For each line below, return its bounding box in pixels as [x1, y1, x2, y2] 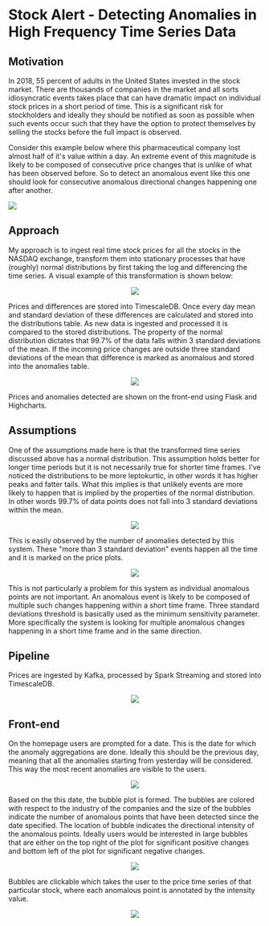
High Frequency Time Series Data [8, 23, 237, 41]
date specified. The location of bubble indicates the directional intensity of [8, 821, 255, 830]
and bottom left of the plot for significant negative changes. [8, 846, 206, 856]
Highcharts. [8, 400, 47, 410]
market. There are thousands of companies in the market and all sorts [8, 84, 239, 94]
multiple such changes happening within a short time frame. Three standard [8, 600, 259, 610]
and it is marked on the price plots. [8, 552, 124, 562]
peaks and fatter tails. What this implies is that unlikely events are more [8, 479, 243, 489]
